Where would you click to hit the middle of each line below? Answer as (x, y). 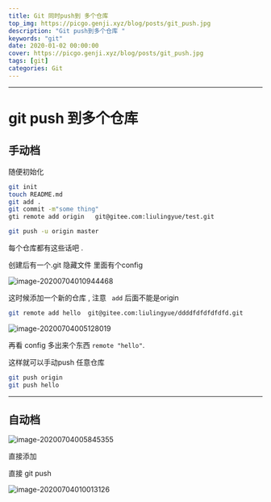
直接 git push (30, 474)
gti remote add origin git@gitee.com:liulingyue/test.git (112, 217)
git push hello (34, 385)
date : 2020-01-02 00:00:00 (54, 46)
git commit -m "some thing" (54, 209)
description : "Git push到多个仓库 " (67, 31)
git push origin (35, 377)
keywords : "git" (35, 38)
